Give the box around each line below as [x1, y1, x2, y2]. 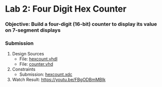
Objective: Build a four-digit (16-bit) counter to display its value [5, 21, 157, 28]
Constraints [12, 67, 36, 72]
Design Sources [12, 51, 44, 57]
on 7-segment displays [5, 27, 61, 34]
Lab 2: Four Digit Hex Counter [5, 3, 126, 15]
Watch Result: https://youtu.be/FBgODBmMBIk [12, 77, 106, 83]
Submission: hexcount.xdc [19, 71, 72, 77]
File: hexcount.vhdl [19, 56, 57, 62]
